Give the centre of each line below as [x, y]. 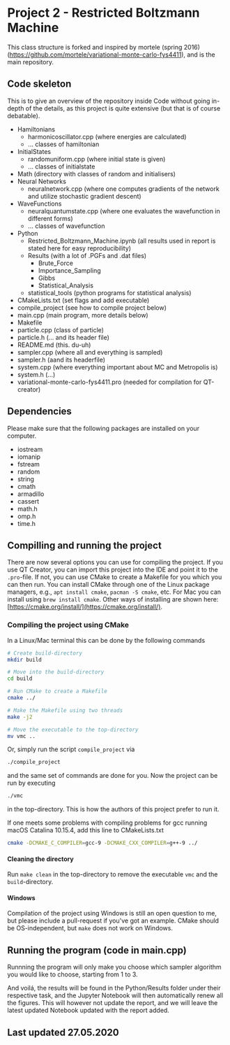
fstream [29, 464]
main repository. [31, 62]
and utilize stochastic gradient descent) [84, 196]
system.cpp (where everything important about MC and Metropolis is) [117, 367]
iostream [30, 449]
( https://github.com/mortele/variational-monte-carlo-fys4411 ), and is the [111, 55]
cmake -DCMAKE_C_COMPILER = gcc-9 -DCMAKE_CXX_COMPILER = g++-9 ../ [102, 843]
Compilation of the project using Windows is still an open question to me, [112, 914]
